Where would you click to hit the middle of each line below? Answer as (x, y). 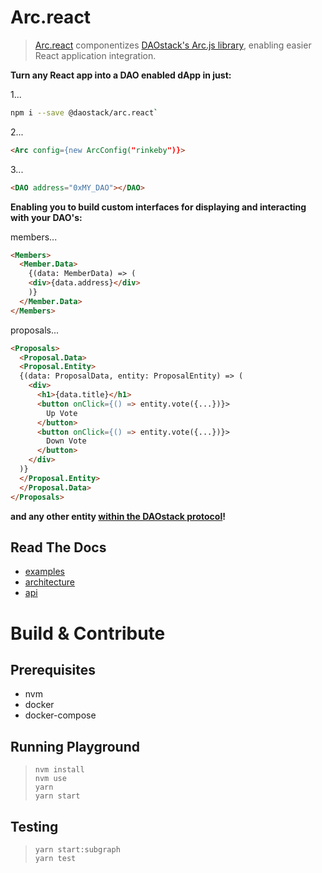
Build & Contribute (88, 633)
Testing (34, 826)
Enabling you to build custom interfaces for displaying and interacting (158, 207)
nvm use (50, 779)
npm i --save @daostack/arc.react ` (84, 112)
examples (44, 572)
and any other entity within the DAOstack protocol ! (118, 516)
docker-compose (60, 715)
